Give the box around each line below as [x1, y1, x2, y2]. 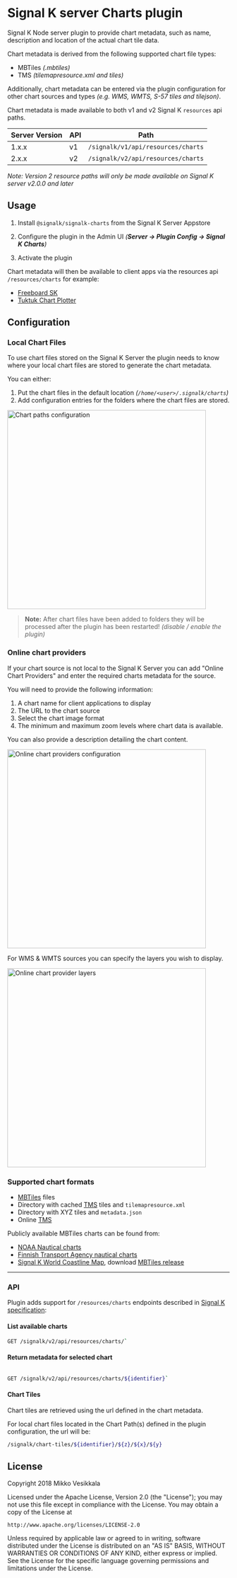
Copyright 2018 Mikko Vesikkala [7, 1479, 101, 1487]
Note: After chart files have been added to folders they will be [24, 615, 205, 623]
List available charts [7, 1322, 68, 1330]
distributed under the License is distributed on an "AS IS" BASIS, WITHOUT [7, 1541, 226, 1550]
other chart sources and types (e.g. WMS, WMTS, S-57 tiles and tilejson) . [7, 92, 221, 100]
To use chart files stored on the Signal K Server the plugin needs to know [7, 354, 220, 362]
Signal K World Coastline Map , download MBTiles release [17, 1258, 185, 1267]
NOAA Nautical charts [17, 1243, 82, 1252]
